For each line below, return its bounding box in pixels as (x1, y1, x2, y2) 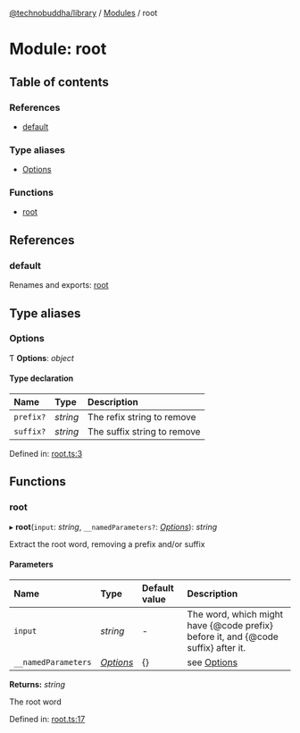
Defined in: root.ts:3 (9, 449, 83, 459)
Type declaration (9, 373, 74, 383)
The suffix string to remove (87, 425, 201, 438)
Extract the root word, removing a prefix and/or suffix (9, 538, 205, 549)
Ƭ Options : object (9, 352, 74, 363)
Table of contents (9, 74, 109, 89)
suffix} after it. (187, 641, 246, 653)
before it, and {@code (187, 630, 279, 643)
